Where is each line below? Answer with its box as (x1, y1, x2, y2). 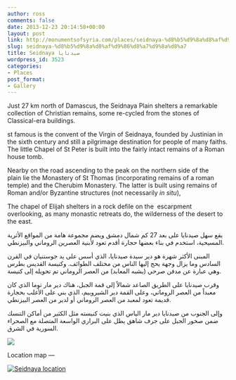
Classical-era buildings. (7, 117, 76, 125)
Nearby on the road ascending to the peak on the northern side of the (7, 166, 209, 175)
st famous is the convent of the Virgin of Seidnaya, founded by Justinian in (7, 130, 223, 139)
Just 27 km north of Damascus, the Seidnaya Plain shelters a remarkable (7, 101, 218, 110)
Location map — (7, 351, 55, 360)
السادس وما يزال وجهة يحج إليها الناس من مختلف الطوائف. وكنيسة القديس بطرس (7, 260, 221, 268)
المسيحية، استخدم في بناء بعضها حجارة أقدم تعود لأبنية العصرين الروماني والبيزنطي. (7, 239, 225, 247)
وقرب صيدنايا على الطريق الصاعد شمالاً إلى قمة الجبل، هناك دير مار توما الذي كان (7, 281, 220, 289)
